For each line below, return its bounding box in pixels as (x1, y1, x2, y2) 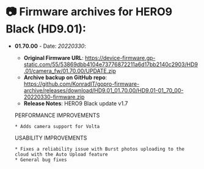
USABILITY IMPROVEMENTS (14, 134, 87, 141)
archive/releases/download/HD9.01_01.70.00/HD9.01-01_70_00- (23, 86, 184, 94)
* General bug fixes (14, 157, 67, 163)
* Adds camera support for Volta (14, 123, 100, 129)
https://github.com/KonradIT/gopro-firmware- (23, 80, 140, 88)
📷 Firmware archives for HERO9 (5, 5, 172, 19)
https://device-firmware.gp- (84, 54, 156, 61)
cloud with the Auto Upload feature (14, 151, 108, 157)
